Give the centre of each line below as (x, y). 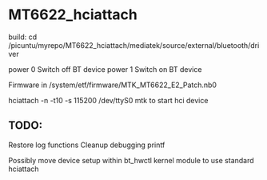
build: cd (23, 37)
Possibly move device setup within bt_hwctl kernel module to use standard (131, 160)
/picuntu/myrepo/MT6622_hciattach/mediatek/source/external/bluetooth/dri (134, 45)
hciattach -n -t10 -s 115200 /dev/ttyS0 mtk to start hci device (108, 100)
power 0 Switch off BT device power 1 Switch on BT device (105, 69)
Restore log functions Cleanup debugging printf (87, 145)
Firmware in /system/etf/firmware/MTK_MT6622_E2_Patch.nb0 (113, 85)
